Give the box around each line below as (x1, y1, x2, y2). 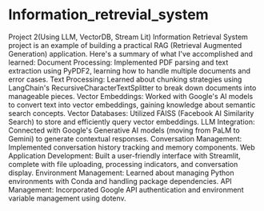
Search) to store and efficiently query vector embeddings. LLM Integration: (8, 117, 255, 126)
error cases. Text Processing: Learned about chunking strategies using (8, 74, 242, 84)
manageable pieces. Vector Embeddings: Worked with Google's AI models (8, 91, 254, 101)
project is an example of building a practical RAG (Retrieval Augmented (8, 40, 242, 50)
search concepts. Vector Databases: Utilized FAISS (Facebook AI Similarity (8, 108, 254, 117)
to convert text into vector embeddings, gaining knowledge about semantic (8, 100, 256, 109)
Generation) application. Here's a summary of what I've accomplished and (8, 49, 254, 58)
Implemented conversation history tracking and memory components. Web (8, 142, 256, 152)
